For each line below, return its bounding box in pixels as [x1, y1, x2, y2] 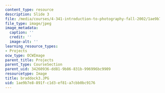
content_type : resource [5, 7, 54, 12]
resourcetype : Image [5, 71, 48, 76]
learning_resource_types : [5, 44, 58, 49]
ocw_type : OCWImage [5, 53, 45, 58]
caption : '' [9, 30, 34, 35]
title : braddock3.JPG [5, 76, 50, 81]
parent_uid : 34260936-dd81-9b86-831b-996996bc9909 [5, 67, 111, 72]
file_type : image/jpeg [5, 21, 52, 26]
